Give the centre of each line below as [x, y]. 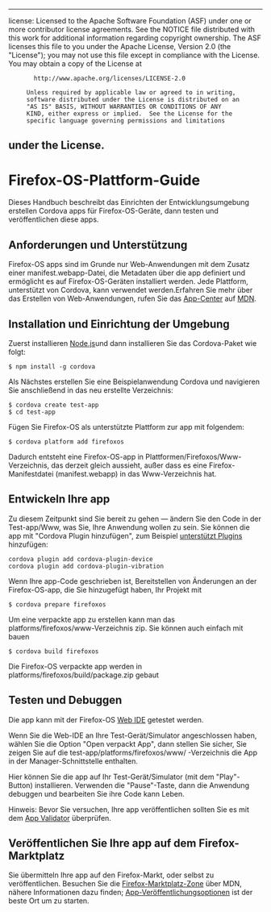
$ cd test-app [32, 412]
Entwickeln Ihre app [59, 500]
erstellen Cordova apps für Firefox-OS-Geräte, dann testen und [114, 211]
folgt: [17, 352]
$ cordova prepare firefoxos [57, 604]
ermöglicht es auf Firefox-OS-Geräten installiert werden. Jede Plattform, [128, 281]
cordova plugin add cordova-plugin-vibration [86, 566]
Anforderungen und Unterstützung [98, 245]
